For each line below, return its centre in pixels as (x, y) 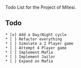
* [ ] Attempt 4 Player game (36, 48)
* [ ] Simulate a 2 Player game (39, 43)
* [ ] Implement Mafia (29, 52)
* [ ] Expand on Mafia (29, 61)
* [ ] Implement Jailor (30, 57)
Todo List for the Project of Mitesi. (41, 7)
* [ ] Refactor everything (34, 39)
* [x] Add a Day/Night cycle (36, 35)
